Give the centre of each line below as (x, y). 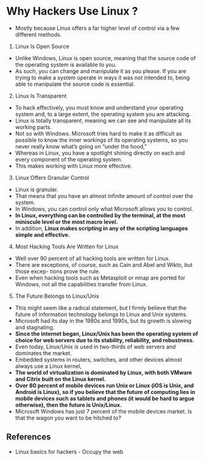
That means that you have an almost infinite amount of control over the (104, 195)
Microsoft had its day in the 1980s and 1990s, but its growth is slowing (103, 320)
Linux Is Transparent (41, 96)
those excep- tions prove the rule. (58, 271)
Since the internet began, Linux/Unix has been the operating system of (107, 334)
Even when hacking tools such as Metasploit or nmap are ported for (100, 278)
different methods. (38, 34)
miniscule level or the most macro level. (66, 222)
